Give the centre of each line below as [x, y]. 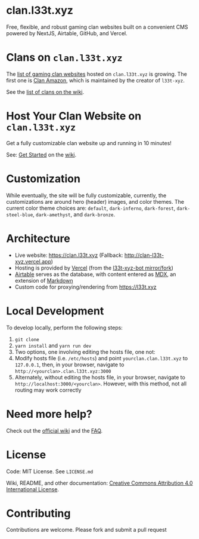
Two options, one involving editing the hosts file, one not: [85, 352]
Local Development [55, 311]
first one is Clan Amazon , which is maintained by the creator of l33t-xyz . [95, 80]
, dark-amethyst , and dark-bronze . [74, 214]
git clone [27, 339]
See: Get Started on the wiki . [41, 154]
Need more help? [49, 414]
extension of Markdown [44, 280]
